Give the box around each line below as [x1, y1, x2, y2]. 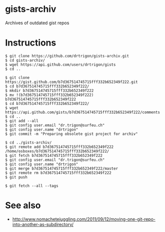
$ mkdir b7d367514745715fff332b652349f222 [5, 88, 94, 93]
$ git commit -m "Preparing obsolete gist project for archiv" [5, 131, 138, 137]
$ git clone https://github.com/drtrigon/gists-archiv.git [5, 53, 129, 58]
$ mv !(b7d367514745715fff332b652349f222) [5, 93, 94, 97]
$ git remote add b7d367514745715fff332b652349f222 [5, 144, 114, 149]
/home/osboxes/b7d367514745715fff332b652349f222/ [5, 148, 110, 154]
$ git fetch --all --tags [5, 183, 58, 188]
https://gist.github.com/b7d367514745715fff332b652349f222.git [5, 79, 138, 85]
